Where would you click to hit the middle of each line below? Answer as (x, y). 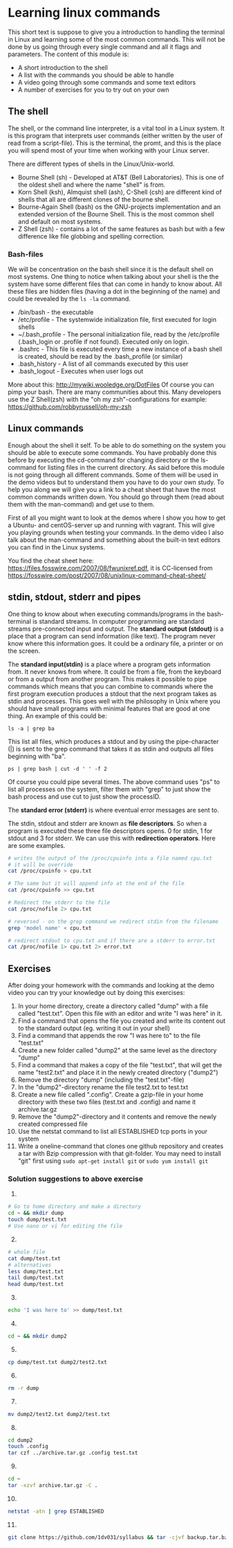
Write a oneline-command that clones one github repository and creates (121, 1146)
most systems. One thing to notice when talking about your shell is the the (113, 277)
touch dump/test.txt (38, 1220)
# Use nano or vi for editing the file (65, 1226)
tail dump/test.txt (36, 1278)
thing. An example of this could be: (58, 715)
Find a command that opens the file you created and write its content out (122, 1021)
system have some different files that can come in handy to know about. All (115, 284)
